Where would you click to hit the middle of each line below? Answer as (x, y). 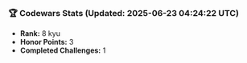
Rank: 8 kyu (40, 33)
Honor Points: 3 (47, 42)
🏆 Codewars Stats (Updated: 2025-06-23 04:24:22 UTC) (124, 13)
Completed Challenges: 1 (63, 50)
